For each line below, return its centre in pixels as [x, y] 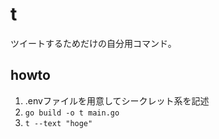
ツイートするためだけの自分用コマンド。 [93, 43]
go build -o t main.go [72, 113]
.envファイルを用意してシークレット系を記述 [117, 100]
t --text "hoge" [58, 123]
